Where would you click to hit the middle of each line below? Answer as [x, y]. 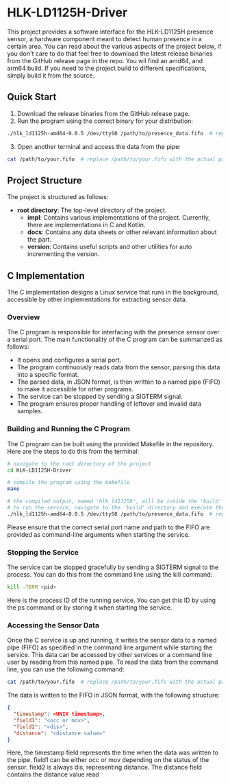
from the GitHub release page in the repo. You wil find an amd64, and [105, 60]
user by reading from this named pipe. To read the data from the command [113, 662]
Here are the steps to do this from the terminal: [73, 451]
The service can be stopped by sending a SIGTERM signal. [100, 397]
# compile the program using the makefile [68, 483]
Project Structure [44, 180]
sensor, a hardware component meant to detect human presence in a [104, 38]
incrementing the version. [63, 254]
